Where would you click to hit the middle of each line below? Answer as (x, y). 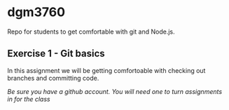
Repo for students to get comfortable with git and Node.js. (91, 32)
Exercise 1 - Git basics (56, 54)
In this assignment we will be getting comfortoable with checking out (106, 70)
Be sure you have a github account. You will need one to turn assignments (115, 91)
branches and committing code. (53, 78)
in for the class (29, 99)
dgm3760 (36, 12)
